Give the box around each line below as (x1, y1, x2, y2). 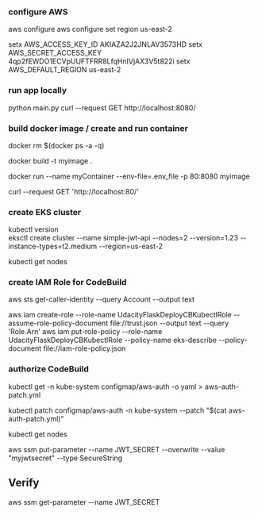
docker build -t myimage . (8, 156, 93, 165)
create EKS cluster (8, 206, 82, 217)
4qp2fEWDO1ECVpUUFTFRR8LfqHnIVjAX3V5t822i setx (8, 56, 191, 66)
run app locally (8, 85, 67, 96)
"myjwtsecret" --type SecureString (8, 453, 123, 463)
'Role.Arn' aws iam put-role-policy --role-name (8, 327, 163, 336)
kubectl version (8, 225, 60, 234)
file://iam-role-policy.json (43, 344, 126, 353)
